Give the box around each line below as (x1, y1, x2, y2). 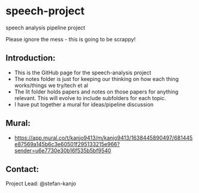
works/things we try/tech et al (14, 82, 88, 89)
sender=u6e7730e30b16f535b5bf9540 (14, 147, 111, 154)
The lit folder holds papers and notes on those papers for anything (14, 88, 179, 95)
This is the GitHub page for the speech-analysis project (14, 69, 152, 76)
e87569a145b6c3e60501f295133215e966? (14, 140, 120, 147)
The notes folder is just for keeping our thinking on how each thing (14, 75, 179, 82)
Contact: (5, 164, 40, 174)
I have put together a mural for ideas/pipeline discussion (14, 101, 154, 108)
